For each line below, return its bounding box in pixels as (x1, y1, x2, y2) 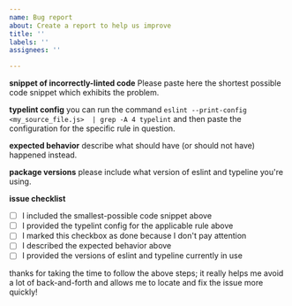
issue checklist (9, 194, 66, 204)
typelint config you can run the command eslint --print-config (9, 104, 247, 115)
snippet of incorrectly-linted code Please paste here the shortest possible (9, 78, 281, 88)
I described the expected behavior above (21, 241, 172, 251)
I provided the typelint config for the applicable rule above (21, 220, 234, 231)
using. (9, 176, 32, 187)
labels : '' (9, 37, 49, 47)
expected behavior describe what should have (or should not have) (9, 141, 256, 151)
